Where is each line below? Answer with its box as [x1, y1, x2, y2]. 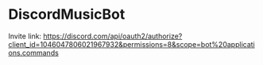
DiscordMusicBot [8, 5, 126, 23]
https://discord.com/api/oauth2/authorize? [43, 31, 183, 41]
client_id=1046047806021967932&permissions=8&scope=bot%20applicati [8, 39, 256, 49]
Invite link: [8, 31, 42, 41]
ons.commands [8, 48, 60, 57]
